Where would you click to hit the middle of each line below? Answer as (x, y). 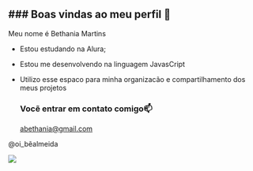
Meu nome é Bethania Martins (57, 33)
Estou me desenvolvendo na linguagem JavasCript (102, 64)
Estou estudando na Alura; (63, 49)
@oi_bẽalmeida (33, 144)
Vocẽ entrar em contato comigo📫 (86, 109)
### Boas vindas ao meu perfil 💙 (90, 15)
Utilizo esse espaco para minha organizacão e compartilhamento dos (132, 79)
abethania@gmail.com (56, 129)
